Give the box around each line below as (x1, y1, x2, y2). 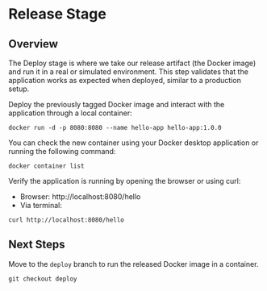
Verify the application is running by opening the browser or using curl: (8, 177, 241, 185)
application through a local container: (8, 108, 132, 118)
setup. (8, 84, 30, 94)
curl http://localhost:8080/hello (8, 216, 125, 224)
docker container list (8, 162, 85, 170)
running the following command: (8, 147, 116, 156)
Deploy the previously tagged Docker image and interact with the (8, 100, 225, 109)
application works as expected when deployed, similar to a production (8, 76, 242, 85)
